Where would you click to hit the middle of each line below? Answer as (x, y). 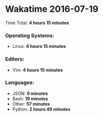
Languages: (20, 82)
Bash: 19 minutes (30, 98)
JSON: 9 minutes (30, 93)
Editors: (15, 59)
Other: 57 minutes (31, 104)
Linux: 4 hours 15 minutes (39, 46)
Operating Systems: (30, 36)
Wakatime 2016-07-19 (52, 9)
